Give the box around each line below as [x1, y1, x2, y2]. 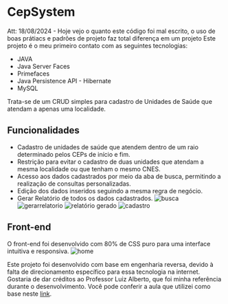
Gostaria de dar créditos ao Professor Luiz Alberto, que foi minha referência [7, 274, 222, 283]
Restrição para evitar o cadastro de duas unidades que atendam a [16, 158, 204, 166]
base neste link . [7, 290, 52, 298]
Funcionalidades [7, 124, 80, 136]
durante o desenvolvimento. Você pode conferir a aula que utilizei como [7, 282, 211, 290]
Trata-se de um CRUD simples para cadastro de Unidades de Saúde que [7, 97, 213, 105]
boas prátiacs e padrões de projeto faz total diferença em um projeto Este [7, 34, 216, 42]
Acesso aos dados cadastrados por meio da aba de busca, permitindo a [16, 172, 221, 180]
